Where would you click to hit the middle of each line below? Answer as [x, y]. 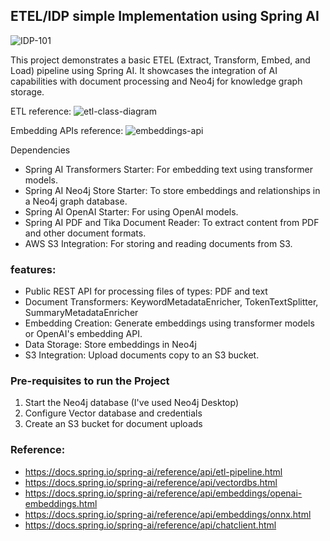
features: [33, 269]
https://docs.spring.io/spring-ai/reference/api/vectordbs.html [151, 482]
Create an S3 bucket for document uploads [113, 424]
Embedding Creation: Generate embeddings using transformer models [169, 323]
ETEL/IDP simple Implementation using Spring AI [165, 16]
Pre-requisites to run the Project [90, 381]
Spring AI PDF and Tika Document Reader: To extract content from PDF [172, 222]
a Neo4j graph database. [76, 201]
